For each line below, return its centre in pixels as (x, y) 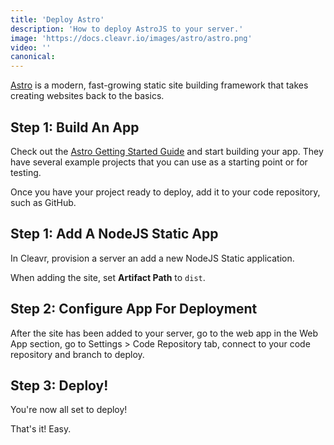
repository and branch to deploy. (77, 354)
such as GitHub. (43, 202)
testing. (26, 172)
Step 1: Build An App (75, 127)
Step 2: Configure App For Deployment (134, 309)
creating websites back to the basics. (87, 96)
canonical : (33, 57)
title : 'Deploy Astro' (57, 19)
